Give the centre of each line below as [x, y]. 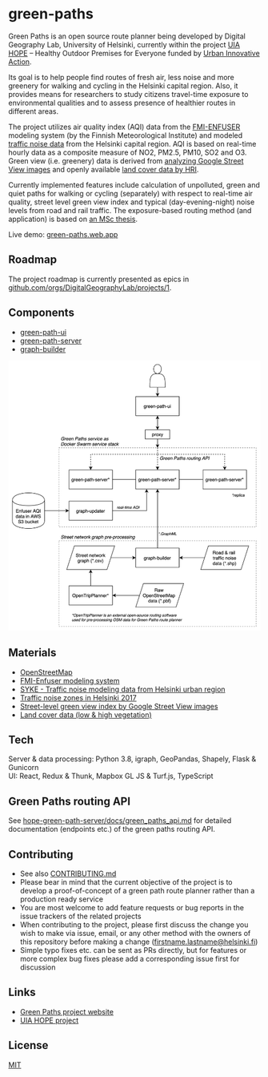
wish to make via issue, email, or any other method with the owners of [135, 934]
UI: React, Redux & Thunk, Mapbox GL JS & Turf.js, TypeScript [111, 776]
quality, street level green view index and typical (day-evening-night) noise [132, 202]
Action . [20, 62]
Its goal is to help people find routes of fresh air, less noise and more [121, 77]
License [28, 1045]
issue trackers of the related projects [80, 916]
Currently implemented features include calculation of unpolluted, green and [134, 184]
